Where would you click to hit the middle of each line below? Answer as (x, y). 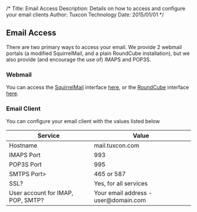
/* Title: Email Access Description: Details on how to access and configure (96, 8)
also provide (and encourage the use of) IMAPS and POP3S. (79, 59)
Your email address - (123, 193)
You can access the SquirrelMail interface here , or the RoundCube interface (98, 88)
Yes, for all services (120, 183)
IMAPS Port (25, 155)
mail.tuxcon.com (116, 145)
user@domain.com (120, 200)
